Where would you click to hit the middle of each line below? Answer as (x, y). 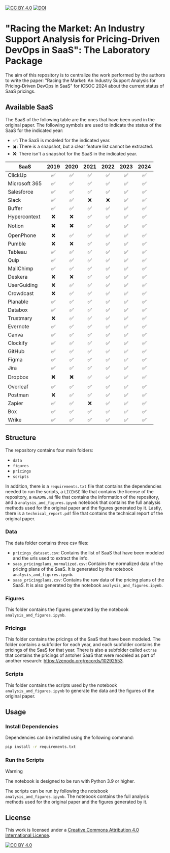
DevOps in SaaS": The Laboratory (78, 50)
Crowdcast (21, 293)
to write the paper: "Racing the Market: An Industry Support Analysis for (81, 80)
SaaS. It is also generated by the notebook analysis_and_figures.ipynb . (88, 585)
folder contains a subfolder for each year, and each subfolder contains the (83, 645)
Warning (14, 771)
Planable (18, 302)
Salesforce (21, 192)
